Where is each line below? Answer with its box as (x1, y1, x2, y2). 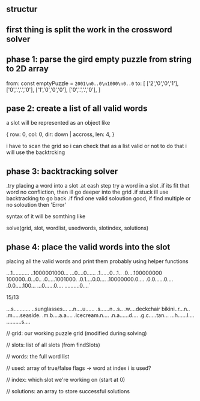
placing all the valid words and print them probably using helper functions (6, 258, 189, 265)
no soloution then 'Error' (6, 201, 67, 209)
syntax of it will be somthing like (6, 213, 86, 220)
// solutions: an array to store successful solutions (6, 388, 130, 395)
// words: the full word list (6, 353, 70, 360)
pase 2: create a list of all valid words (6, 103, 148, 113)
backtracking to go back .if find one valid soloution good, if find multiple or (6, 195, 191, 202)
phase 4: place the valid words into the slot (6, 242, 171, 252)
